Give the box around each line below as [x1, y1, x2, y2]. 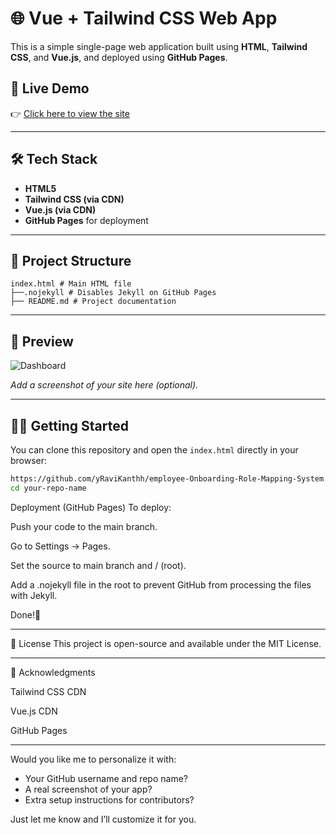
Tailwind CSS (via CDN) [24, 193, 125, 205]
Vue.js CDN [10, 705, 58, 717]
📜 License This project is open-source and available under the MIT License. [10, 637, 322, 649]
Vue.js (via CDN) [24, 203, 97, 216]
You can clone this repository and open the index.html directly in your [10, 444, 299, 456]
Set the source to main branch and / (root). [10, 559, 187, 571]
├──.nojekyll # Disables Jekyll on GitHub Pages [10, 288, 217, 298]
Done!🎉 [10, 608, 42, 621]
